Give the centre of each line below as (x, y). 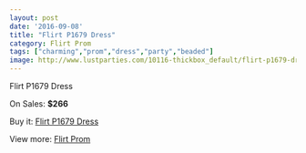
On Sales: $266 (39, 104)
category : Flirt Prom (51, 43)
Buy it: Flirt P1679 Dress (54, 121)
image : (22, 60)
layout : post (34, 18)
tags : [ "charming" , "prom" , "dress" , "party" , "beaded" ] (112, 52)
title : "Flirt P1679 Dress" (63, 35)
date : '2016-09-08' (46, 26)
